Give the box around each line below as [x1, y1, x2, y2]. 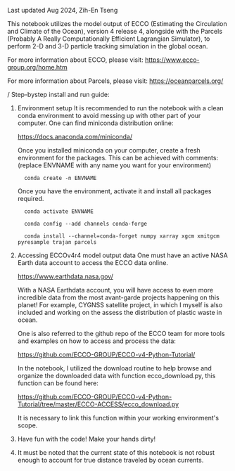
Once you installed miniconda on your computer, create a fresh [17, 146, 201, 154]
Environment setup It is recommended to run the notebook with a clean [17, 104, 224, 112]
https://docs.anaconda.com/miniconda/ [17, 133, 132, 141]
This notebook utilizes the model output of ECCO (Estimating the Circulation [7, 20, 227, 27]
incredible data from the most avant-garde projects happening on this [17, 293, 220, 302]
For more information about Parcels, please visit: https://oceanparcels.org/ [7, 77, 224, 85]
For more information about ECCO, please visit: [7, 56, 144, 64]
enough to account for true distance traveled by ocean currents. [17, 456, 204, 464]
